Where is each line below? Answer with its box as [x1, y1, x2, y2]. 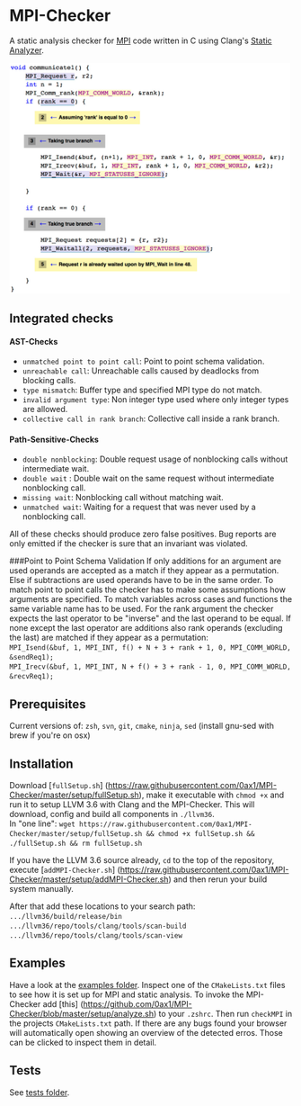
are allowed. [22, 404, 68, 415]
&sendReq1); [9, 653, 54, 662]
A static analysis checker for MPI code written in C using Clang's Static [9, 35, 272, 46]
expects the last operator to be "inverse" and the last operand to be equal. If [9, 613, 292, 624]
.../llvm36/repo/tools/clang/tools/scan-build [9, 922, 187, 931]
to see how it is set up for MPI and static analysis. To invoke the [9, 989, 244, 1000]
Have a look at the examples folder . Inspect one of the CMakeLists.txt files [9, 979, 286, 990]
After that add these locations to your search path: [9, 901, 196, 912]
